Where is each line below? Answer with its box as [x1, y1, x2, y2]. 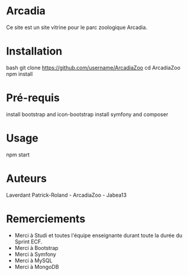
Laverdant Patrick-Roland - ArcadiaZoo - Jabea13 [6, 191, 127, 198]
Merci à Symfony [14, 251, 56, 258]
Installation [6, 44, 63, 58]
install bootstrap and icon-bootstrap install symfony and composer [6, 111, 168, 118]
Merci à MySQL [14, 256, 53, 264]
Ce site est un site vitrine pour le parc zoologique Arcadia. [6, 24, 148, 31]
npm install [6, 70, 33, 78]
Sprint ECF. [14, 238, 43, 245]
